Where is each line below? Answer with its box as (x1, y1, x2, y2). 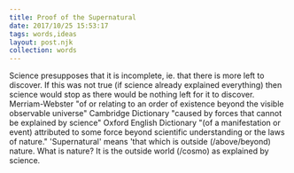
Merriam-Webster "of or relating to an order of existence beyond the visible (9, 98, 284, 109)
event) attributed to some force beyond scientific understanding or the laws (9, 127, 285, 138)
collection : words (9, 46, 77, 55)
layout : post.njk (9, 37, 73, 47)
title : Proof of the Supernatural (9, 12, 137, 22)
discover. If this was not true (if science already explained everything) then (9, 80, 282, 90)
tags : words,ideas (9, 29, 77, 38)
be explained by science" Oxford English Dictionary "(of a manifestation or (9, 117, 281, 129)
